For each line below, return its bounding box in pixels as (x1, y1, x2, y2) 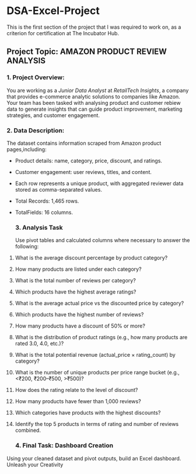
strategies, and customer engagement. (6, 111, 100, 118)
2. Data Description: (6, 126, 65, 134)
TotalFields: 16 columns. (15, 209, 73, 216)
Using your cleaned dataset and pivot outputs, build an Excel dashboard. (6, 455, 181, 462)
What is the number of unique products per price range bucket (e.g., (15, 369, 180, 376)
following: (15, 243, 39, 250)
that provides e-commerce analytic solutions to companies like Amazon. (6, 93, 180, 100)
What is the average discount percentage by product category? (15, 254, 168, 261)
